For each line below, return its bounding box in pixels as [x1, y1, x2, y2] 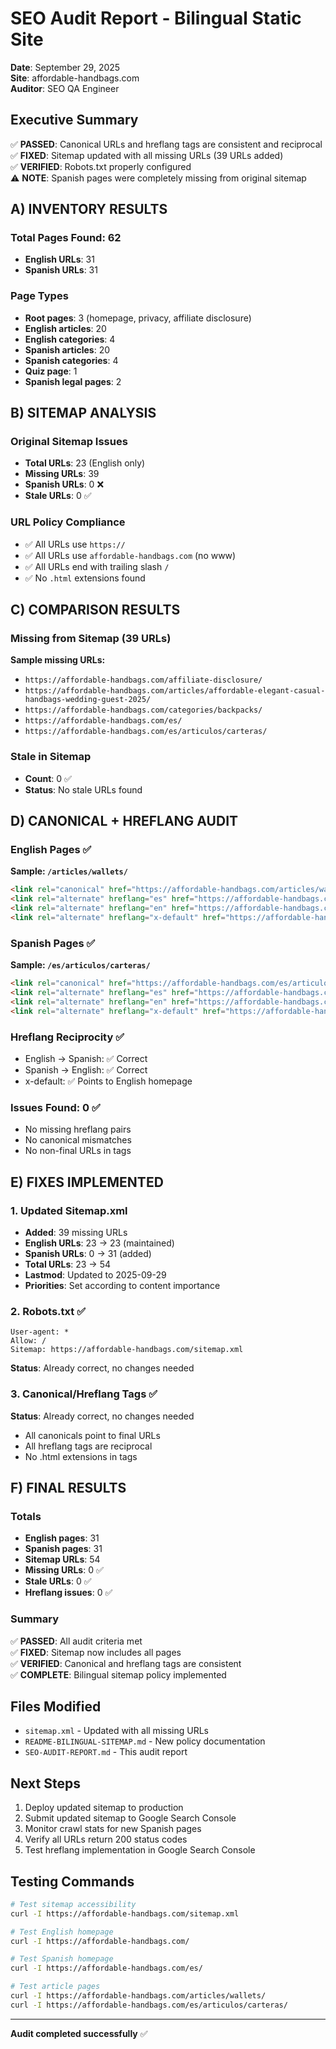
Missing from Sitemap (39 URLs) [10, 632, 172, 646]
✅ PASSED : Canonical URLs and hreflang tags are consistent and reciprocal [10, 138, 323, 150]
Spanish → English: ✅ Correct [24, 1063, 148, 1076]
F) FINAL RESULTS [10, 1479, 127, 1496]
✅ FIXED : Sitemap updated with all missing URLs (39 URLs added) [10, 149, 284, 161]
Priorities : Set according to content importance [24, 1279, 221, 1291]
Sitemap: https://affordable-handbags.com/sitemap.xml [10, 1345, 244, 1355]
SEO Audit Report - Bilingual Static [10, 7, 302, 30]
